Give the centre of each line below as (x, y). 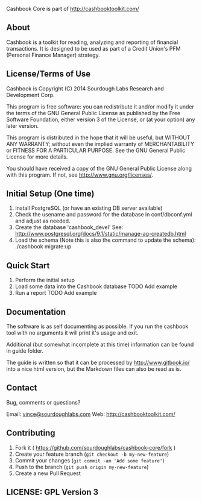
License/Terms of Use (49, 74)
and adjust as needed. (43, 221)
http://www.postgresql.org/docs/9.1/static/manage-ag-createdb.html (100, 234)
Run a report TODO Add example (56, 293)
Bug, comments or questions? (43, 402)
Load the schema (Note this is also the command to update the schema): (105, 240)
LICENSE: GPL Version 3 (52, 492)
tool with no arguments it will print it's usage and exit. (72, 333)
